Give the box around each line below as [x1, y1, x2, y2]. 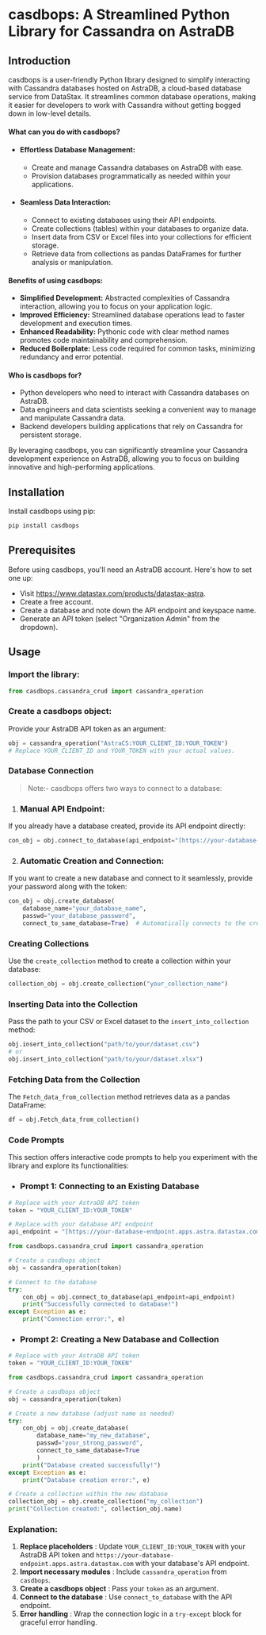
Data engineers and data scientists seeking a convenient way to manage [19, 405, 256, 414]
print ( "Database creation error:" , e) [22, 1476, 150, 1484]
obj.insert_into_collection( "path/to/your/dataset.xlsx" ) [8, 1055, 203, 1063]
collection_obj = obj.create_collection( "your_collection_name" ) [8, 980, 228, 988]
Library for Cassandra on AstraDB [8, 22, 235, 40]
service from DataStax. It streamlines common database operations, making [8, 92, 256, 101]
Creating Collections [8, 938, 89, 949]
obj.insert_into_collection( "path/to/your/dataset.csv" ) [8, 1041, 200, 1049]
